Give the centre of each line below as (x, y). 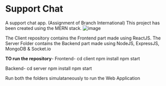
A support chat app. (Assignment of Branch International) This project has (82, 23)
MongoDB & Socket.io (28, 49)
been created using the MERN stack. (44, 28)
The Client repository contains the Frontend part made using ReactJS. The (83, 38)
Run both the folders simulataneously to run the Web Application (73, 78)
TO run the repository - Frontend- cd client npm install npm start (73, 58)
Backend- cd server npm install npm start (49, 68)
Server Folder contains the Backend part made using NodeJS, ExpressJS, (82, 43)
